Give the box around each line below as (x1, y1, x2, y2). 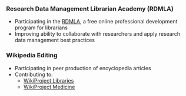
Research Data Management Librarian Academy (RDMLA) (6, 5, 174, 13)
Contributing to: (14, 71, 53, 78)
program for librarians (14, 24, 68, 31)
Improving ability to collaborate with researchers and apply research (14, 30, 181, 37)
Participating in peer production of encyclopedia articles (14, 64, 151, 71)
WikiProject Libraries (23, 77, 74, 84)
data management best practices (14, 37, 95, 44)
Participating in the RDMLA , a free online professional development (14, 18, 178, 25)
